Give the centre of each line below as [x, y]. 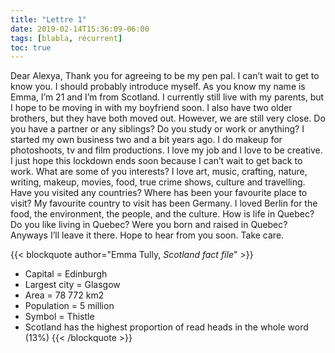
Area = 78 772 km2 [64, 295]
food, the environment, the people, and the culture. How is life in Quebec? [162, 214]
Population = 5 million [69, 306]
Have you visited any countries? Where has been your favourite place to [159, 193]
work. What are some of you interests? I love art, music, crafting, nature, [159, 172]
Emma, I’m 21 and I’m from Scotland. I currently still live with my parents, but [167, 97]
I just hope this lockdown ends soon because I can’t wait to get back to [156, 161]
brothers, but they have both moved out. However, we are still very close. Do [168, 118]
